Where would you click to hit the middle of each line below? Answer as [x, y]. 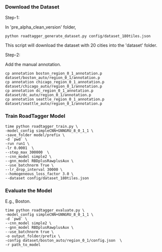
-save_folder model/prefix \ [35, 135]
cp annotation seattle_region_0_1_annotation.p [55, 100]
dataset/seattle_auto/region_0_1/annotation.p [54, 104]
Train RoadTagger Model [35, 116]
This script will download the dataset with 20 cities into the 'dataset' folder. [81, 45]
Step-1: [12, 18]
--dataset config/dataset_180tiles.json [47, 178]
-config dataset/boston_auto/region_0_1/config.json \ [64, 240]
